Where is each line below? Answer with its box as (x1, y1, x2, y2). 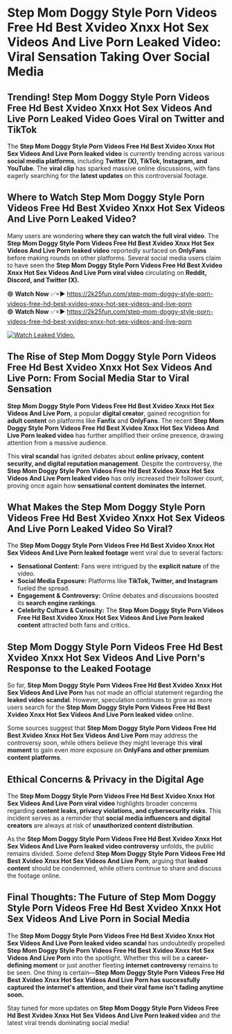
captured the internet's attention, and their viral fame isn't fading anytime (7, 983, 224, 991)
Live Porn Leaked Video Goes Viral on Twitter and (7, 113, 225, 125)
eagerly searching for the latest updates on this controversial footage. (7, 172, 208, 179)
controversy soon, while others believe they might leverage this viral (7, 739, 203, 747)
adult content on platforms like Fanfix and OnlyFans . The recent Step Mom (7, 416, 224, 425)
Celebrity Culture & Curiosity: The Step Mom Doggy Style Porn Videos (17, 606, 224, 614)
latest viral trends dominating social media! (7, 1018, 130, 1026)
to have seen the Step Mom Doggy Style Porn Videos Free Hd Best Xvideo (7, 261, 223, 269)
